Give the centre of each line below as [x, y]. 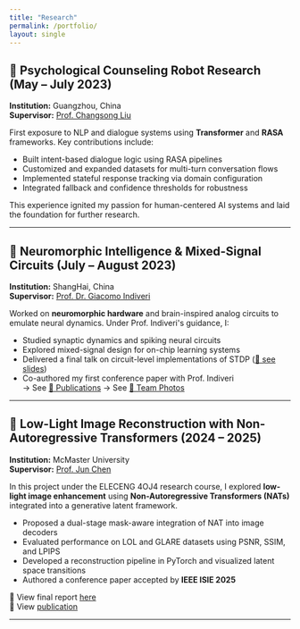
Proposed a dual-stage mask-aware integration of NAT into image [143, 523]
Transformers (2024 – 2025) [180, 438]
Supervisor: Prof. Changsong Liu [71, 115]
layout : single [37, 34]
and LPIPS [41, 551]
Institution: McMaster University [70, 459]
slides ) [34, 369]
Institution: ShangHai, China [62, 286]
